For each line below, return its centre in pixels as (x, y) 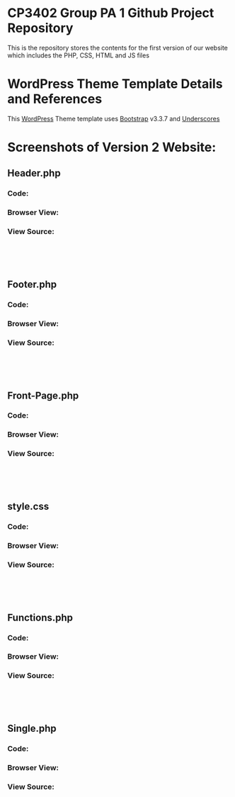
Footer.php (32, 284)
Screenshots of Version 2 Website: (112, 147)
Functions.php (40, 617)
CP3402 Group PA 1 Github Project (111, 13)
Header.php (34, 173)
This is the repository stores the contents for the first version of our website (118, 48)
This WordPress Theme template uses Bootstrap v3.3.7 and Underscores (114, 118)
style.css (28, 507)
